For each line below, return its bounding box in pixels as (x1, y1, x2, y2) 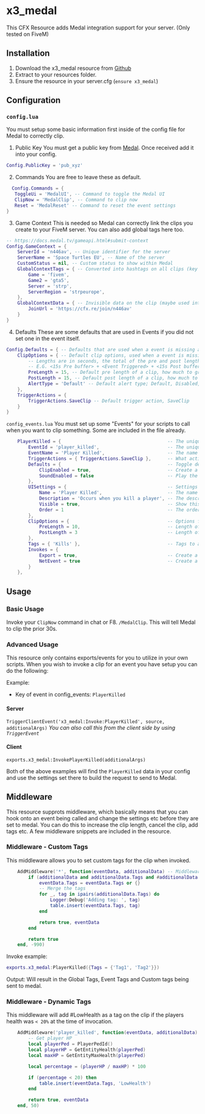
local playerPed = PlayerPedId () (28, 1041, 113, 1047)
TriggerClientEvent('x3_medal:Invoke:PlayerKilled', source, (6, 718, 165, 725)
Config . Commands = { (12, 185, 64, 191)
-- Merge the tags (38, 885, 86, 892)
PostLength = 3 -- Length (38, 530, 192, 536)
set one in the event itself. (15, 335, 81, 342)
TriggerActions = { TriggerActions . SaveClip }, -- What (28, 455, 187, 462)
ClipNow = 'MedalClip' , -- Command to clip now (14, 197, 138, 203)
